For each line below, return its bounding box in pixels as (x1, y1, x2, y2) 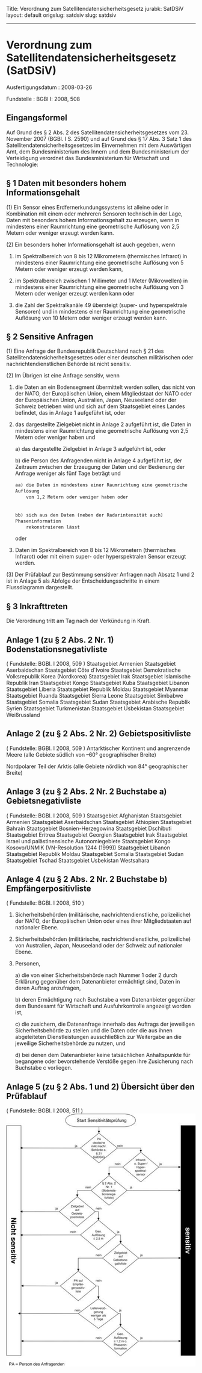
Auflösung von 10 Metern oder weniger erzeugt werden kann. (14, 314, 168, 321)
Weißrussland (6, 711, 40, 718)
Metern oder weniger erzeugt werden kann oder (14, 290, 135, 297)
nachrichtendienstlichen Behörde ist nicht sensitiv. (6, 361, 131, 368)
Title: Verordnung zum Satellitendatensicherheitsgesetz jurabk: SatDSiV (6, 5, 184, 12)
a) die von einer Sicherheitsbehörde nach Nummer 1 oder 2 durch (14, 972, 177, 979)
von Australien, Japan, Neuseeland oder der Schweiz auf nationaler (14, 942, 183, 949)
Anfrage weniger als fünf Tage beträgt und (14, 470, 121, 477)
